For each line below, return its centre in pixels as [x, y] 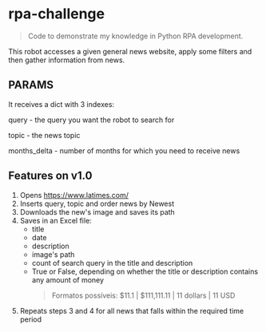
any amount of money [68, 279]
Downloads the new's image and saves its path [97, 211]
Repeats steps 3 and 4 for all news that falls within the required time [132, 310]
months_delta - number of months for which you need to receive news [124, 150]
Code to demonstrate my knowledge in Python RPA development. [135, 36]
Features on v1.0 [50, 176]
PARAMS [31, 85]
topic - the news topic [44, 135]
